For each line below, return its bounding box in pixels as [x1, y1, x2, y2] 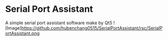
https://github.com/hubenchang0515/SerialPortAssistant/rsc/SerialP [21, 25, 163, 31]
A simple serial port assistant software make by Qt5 [5, 20, 113, 26]
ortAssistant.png [5, 30, 40, 36]
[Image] [5, 25, 22, 31]
